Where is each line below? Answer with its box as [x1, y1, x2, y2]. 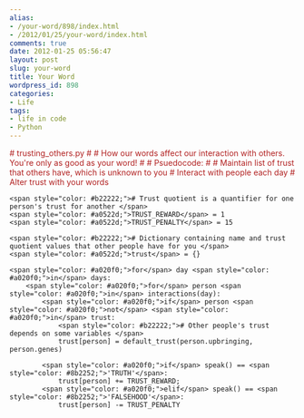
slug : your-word [9, 64, 71, 73]
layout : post [9, 55, 59, 64]
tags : [9, 106, 30, 115]
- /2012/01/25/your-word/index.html [9, 30, 148, 39]
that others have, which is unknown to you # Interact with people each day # [9, 167, 296, 178]
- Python [9, 123, 43, 132]
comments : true [9, 38, 67, 48]
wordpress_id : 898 [9, 81, 79, 90]
